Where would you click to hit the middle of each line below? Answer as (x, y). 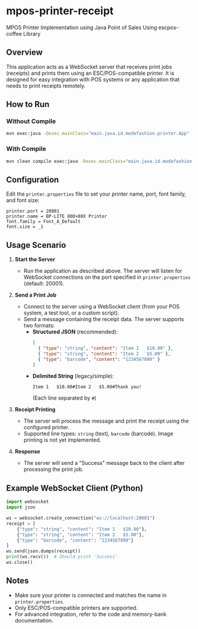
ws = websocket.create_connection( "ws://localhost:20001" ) (81, 518)
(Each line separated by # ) (64, 398)
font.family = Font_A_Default (44, 222)
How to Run (28, 104)
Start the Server (35, 259)
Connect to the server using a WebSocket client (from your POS (101, 307)
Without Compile (31, 121)
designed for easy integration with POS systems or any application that (93, 79)
